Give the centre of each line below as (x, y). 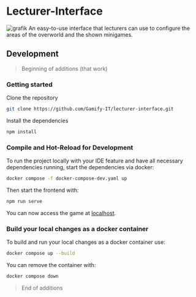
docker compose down (33, 276)
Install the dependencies (37, 120)
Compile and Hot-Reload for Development (70, 147)
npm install (21, 132)
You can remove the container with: (51, 265)
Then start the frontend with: (43, 190)
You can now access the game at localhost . (61, 213)
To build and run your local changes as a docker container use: (86, 242)
